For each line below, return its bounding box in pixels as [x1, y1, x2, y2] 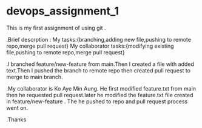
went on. [6, 104, 29, 111]
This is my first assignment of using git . [6, 24, 106, 31]
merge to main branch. [6, 73, 63, 80]
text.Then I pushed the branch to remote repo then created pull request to [6, 66, 191, 74]
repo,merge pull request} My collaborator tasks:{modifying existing [6, 42, 174, 50]
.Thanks [6, 116, 27, 123]
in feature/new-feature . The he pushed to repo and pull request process [6, 98, 188, 105]
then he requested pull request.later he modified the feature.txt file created [6, 91, 194, 98]
